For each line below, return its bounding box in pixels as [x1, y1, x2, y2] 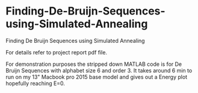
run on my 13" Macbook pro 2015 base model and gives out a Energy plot [5, 73, 188, 80]
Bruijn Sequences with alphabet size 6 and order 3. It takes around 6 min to [5, 66, 193, 74]
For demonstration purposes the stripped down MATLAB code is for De [5, 60, 182, 68]
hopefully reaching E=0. [5, 80, 66, 87]
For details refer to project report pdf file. [5, 48, 108, 56]
